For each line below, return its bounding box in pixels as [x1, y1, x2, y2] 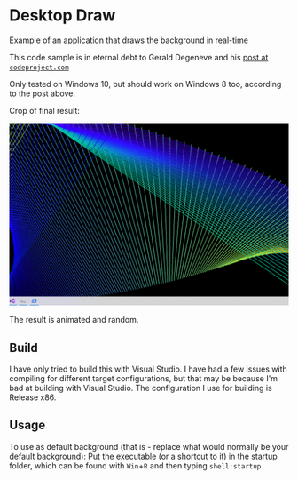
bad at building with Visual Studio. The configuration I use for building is [9, 383, 272, 394]
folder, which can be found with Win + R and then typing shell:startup [9, 460, 262, 471]
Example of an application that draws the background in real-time [9, 35, 248, 45]
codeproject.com [9, 63, 69, 72]
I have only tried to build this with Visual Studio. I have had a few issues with [9, 364, 288, 374]
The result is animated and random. [9, 315, 139, 325]
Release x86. [9, 392, 57, 403]
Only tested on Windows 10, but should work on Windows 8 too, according [9, 78, 282, 89]
